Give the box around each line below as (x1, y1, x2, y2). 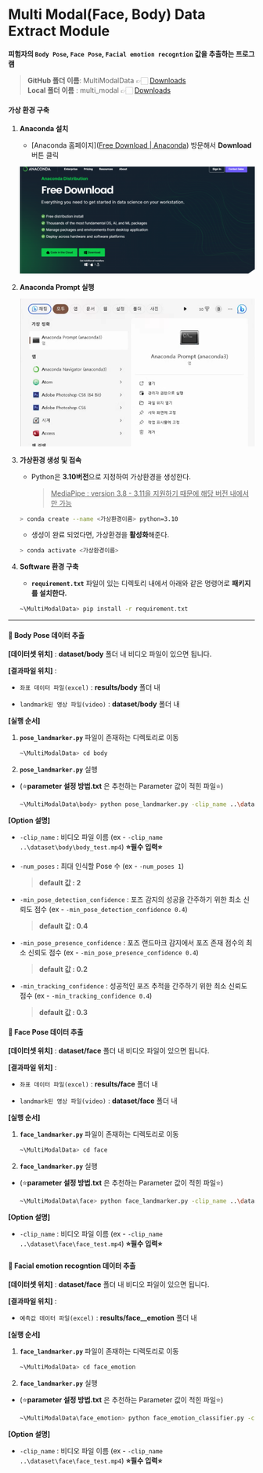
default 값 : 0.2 (38, 965, 88, 974)
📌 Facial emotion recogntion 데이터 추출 (8, 1261, 136, 1270)
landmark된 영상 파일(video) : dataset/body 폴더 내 (19, 699, 180, 709)
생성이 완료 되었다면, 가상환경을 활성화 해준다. (31, 530, 170, 540)
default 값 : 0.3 (38, 1008, 88, 1017)
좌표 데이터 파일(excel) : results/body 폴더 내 (19, 683, 160, 692)
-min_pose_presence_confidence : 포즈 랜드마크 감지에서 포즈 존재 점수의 (19, 938, 244, 947)
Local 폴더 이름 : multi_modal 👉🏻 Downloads (27, 85, 171, 95)
